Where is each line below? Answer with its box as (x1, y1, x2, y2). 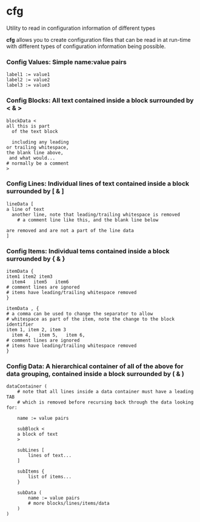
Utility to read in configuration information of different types (6, 24, 156, 32)
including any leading (12, 139, 69, 145)
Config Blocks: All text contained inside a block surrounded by (6, 96, 194, 105)
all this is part (6, 123, 50, 129)
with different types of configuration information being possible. (6, 43, 166, 50)
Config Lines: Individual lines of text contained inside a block (6, 179, 190, 188)
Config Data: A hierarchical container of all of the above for (6, 362, 184, 371)
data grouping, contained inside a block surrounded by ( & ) (6, 369, 185, 378)
